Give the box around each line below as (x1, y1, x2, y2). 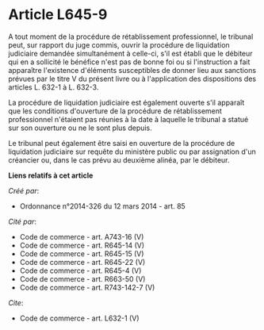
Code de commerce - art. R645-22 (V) (19, 257, 146, 267)
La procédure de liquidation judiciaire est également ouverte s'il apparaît (8, 98, 245, 107)
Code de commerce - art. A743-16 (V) (19, 232, 144, 241)
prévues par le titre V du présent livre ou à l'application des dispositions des (8, 74, 256, 83)
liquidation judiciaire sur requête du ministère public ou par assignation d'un (8, 147, 256, 156)
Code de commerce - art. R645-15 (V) (19, 248, 144, 259)
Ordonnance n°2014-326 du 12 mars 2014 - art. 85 (19, 201, 186, 211)
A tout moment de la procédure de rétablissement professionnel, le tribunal (8, 32, 254, 41)
